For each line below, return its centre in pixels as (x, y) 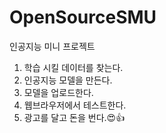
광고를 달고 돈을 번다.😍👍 (74, 117)
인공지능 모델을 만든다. (68, 80)
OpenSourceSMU (83, 17)
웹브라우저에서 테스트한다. (75, 105)
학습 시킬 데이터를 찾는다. (73, 67)
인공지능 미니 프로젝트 (52, 46)
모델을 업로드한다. (58, 92)
